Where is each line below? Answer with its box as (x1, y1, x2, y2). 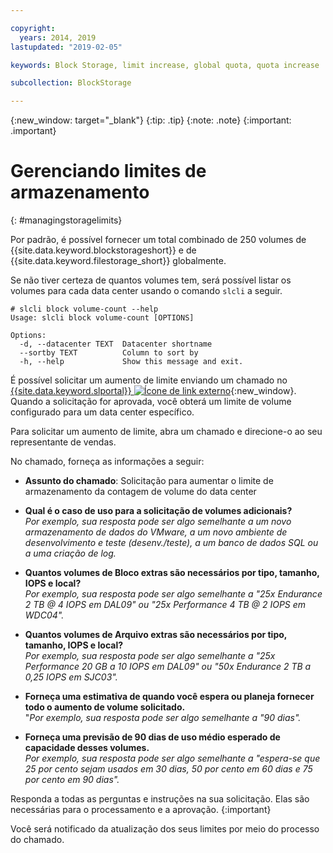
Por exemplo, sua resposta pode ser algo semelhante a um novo (24, 516, 292, 528)
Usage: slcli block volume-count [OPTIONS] (10, 313, 195, 323)
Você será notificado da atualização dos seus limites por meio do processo (10, 823, 320, 835)
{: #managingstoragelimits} (10, 214, 123, 226)
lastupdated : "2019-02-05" (10, 42, 123, 52)
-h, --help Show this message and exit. (19, 357, 244, 367)
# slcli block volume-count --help (10, 304, 159, 315)
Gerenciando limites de (10, 160, 207, 183)
